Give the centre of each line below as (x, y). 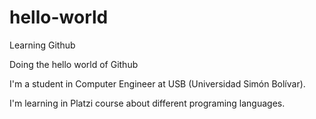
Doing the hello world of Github (74, 64)
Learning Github (42, 45)
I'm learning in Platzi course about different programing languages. (147, 103)
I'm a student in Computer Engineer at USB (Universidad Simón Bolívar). (157, 83)
